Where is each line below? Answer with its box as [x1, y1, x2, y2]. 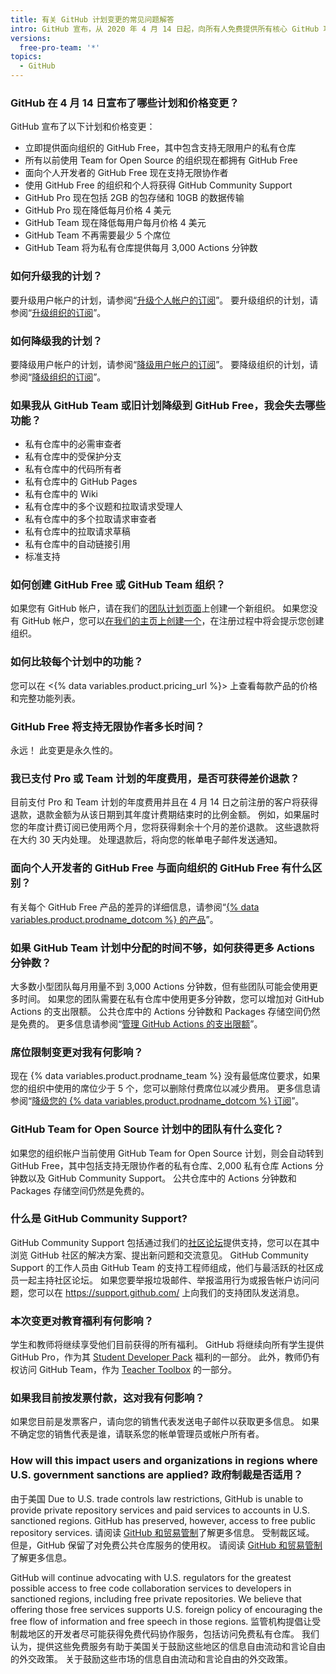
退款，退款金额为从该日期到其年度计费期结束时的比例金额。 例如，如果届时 [10, 809, 320, 821]
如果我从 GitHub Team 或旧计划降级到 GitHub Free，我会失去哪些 [10, 398, 326, 412]
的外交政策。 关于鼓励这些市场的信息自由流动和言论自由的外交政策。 [10, 1652, 293, 1665]
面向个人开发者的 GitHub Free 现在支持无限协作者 [24, 167, 229, 179]
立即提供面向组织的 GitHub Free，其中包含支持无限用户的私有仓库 [24, 142, 297, 154]
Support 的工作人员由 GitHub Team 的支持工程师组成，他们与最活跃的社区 [10, 1261, 315, 1273]
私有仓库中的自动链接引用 [24, 538, 131, 550]
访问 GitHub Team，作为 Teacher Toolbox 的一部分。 [18, 1364, 237, 1376]
